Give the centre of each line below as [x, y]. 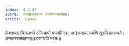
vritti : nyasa [21, 19]
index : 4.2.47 [21, 10]
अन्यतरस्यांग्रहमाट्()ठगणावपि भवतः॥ [33, 39]
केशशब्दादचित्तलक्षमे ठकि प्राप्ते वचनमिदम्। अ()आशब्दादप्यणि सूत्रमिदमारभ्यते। [65, 33]
